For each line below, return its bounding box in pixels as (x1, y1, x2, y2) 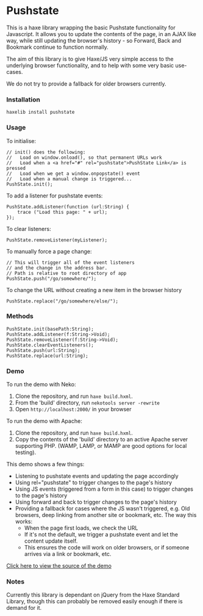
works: (15, 518, 32, 526)
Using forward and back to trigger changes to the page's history (15, 499, 177, 506)
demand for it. (6, 604, 42, 612)
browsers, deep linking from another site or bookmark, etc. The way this (15, 512, 197, 519)
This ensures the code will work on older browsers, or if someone (24, 544, 190, 551)
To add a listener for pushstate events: (6, 192, 103, 199)
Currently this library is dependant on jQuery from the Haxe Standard (6, 591, 180, 599)
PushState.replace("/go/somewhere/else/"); (6, 298, 119, 304)
